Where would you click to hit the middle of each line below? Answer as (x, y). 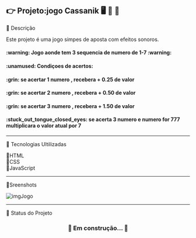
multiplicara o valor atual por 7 (44, 126)
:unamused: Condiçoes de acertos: (50, 66)
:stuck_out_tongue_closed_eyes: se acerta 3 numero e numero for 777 (93, 119)
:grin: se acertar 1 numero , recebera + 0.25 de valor (70, 80)
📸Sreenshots (21, 185)
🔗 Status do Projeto (29, 213)
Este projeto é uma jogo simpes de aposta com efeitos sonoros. (83, 39)
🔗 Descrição (21, 28)
